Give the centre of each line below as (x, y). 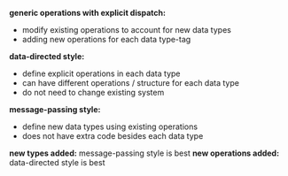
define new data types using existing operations (109, 126)
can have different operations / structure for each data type (130, 83)
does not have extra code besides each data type (113, 136)
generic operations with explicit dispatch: (88, 13)
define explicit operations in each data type (101, 73)
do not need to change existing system (93, 92)
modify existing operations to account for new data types (127, 30)
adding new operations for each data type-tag (106, 39)
